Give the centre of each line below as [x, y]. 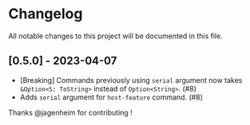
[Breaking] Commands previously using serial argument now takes [131, 80]
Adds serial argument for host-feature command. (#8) [111, 97]
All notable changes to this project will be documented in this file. [116, 36]
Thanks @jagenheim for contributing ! [71, 112]
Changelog [46, 14]
